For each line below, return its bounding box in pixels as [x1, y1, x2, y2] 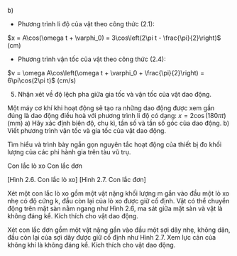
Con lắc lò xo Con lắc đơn [7, 161, 83, 170]
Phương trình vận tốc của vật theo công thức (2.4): [17, 55, 166, 63]
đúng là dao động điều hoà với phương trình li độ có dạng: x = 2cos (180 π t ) [7, 112, 226, 119]
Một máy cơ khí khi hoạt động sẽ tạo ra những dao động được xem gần [7, 104, 215, 112]
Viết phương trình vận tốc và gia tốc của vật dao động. [7, 127, 167, 134]
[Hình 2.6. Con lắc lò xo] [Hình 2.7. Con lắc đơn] [7, 176, 147, 183]
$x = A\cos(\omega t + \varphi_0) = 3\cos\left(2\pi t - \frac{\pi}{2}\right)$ [7, 33, 221, 42]
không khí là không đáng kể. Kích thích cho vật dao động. [7, 241, 176, 249]
